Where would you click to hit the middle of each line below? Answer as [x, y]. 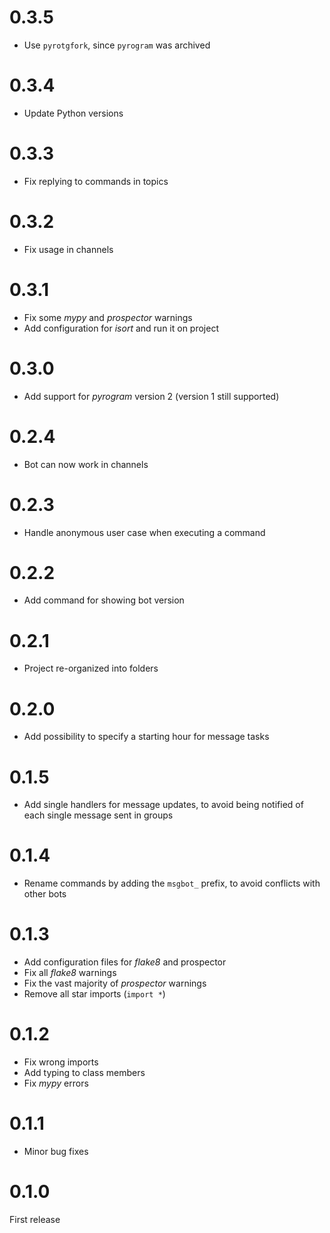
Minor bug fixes [56, 1151]
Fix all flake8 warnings [70, 973]
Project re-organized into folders [91, 668]
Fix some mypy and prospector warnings [108, 317]
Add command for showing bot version [104, 600]
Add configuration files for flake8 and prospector [125, 962]
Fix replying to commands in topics [96, 181]
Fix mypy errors [56, 1083]
